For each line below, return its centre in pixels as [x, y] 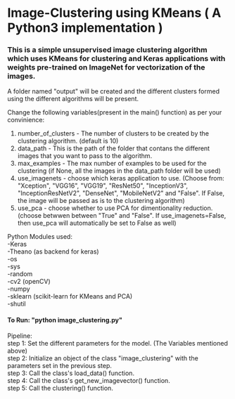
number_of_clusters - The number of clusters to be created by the [113, 133]
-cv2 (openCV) [29, 282]
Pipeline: [20, 336]
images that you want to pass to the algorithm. [85, 156]
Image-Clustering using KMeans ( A [114, 13]
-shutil [17, 304]
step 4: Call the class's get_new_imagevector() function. [89, 380]
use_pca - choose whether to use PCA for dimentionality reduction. [115, 208]
